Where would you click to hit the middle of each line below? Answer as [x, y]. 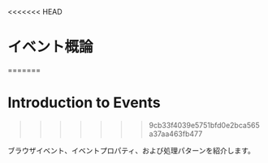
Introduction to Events [84, 103]
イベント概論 [51, 47]
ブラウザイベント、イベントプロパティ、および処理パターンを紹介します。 [131, 150]
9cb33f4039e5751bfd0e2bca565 [205, 125]
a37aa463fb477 [176, 134]
